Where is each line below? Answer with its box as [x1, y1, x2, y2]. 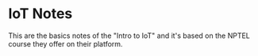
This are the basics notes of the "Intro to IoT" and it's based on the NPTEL [8, 31, 250, 40]
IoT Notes [8, 5, 73, 23]
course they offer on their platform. [8, 39, 123, 48]
